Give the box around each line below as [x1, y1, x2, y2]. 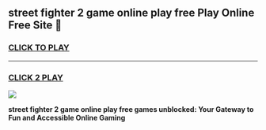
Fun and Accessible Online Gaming [8, 113, 126, 122]
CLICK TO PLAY [8, 43, 70, 54]
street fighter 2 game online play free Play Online [8, 6, 255, 20]
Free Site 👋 [8, 19, 63, 32]
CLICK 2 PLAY [8, 72, 63, 83]
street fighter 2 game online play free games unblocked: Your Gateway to [8, 104, 254, 113]
